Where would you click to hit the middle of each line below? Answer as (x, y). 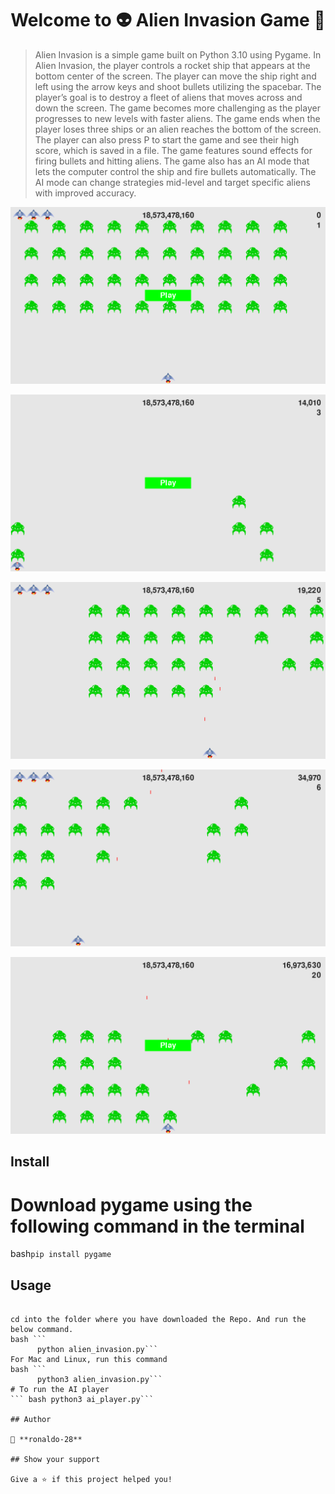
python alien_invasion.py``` (97, 1350)
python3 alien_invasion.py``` (99, 1380)
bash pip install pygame (61, 1254)
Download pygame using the (131, 1204)
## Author (31, 1420)
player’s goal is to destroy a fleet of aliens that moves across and (168, 97)
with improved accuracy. (85, 193)
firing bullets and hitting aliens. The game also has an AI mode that (172, 161)
